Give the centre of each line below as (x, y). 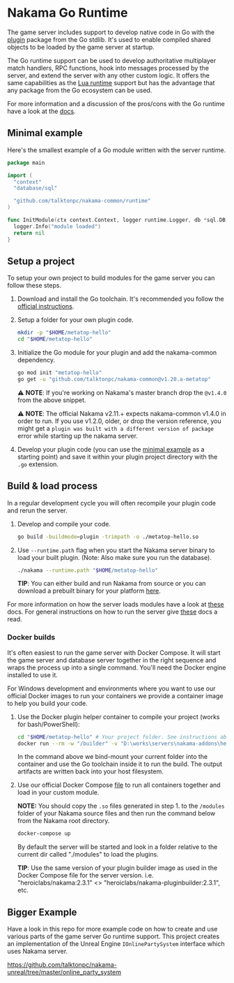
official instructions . (46, 306)
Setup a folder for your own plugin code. (75, 320)
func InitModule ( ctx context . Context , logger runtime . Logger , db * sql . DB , (118, 220)
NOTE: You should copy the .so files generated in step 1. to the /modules (121, 806)
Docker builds (31, 637)
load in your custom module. (58, 792)
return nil (29, 233)
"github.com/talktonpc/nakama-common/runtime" (82, 201)
